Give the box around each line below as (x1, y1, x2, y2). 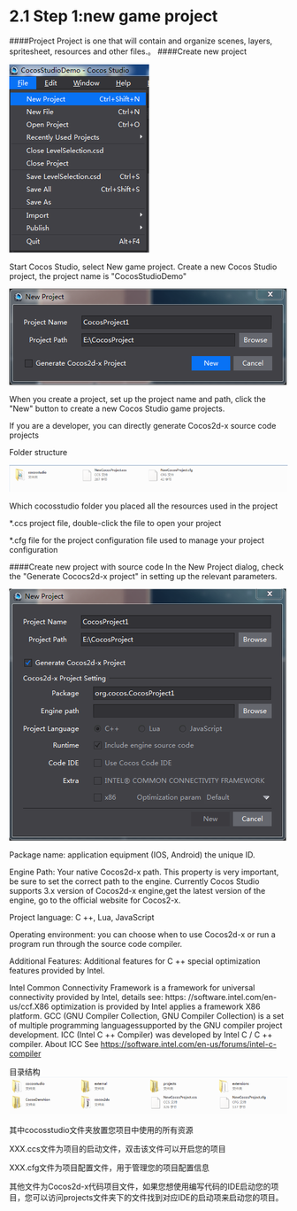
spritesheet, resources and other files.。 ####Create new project (9, 46, 247, 57)
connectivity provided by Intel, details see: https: (9, 991, 187, 1002)
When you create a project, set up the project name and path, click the (9, 393, 267, 404)
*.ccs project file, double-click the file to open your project (9, 517, 222, 528)
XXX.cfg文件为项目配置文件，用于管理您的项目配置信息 (9, 1162, 210, 1173)
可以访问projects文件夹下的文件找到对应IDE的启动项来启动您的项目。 (32, 1192, 284, 1203)
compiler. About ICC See (9, 1038, 99, 1049)
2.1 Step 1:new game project (9, 6, 218, 27)
